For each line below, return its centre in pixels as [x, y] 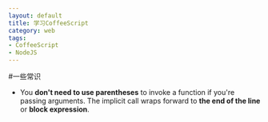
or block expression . [54, 109]
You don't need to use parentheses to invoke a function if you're [127, 92]
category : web [32, 30]
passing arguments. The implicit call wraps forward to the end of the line [140, 101]
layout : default [35, 16]
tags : [17, 38]
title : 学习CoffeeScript [48, 23]
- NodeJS [23, 53]
